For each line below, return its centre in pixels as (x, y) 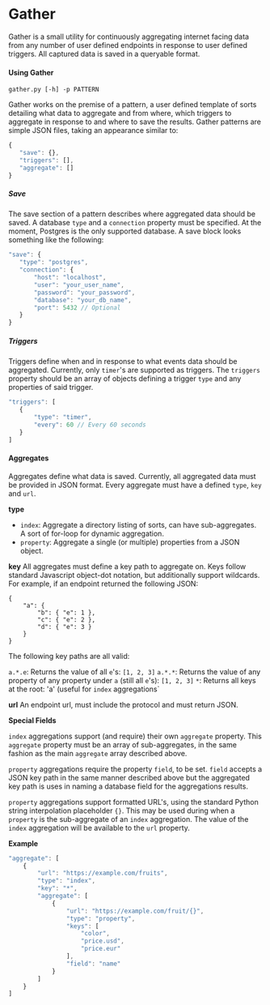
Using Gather (31, 72)
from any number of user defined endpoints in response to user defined (128, 45)
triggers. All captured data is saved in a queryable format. (104, 53)
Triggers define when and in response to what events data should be (123, 361)
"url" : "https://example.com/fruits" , (103, 873)
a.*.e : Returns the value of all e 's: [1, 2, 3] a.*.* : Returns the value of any (135, 671)
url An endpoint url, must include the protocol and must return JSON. (123, 704)
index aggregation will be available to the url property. (99, 828)
